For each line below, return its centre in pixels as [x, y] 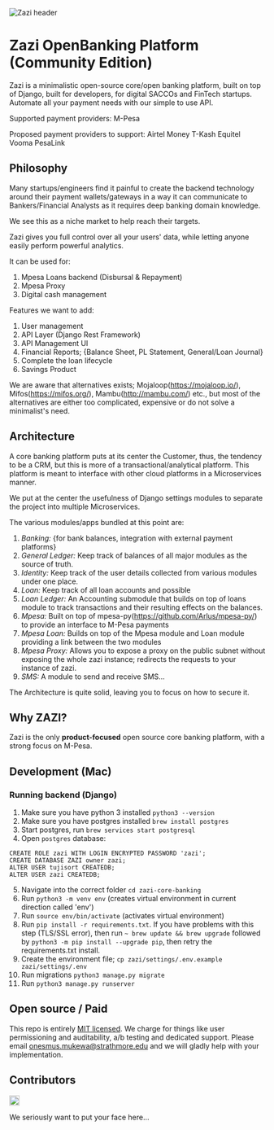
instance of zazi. [48, 668]
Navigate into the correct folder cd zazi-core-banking [111, 890]
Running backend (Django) [63, 795]
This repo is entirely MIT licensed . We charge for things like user [117, 1028]
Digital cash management [63, 294]
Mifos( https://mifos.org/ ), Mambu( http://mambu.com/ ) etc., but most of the [135, 393]
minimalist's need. [39, 410]
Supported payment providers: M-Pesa [75, 118]
